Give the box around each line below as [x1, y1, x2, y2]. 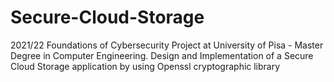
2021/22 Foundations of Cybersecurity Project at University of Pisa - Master [10, 39, 324, 51]
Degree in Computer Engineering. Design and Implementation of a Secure [10, 49, 314, 61]
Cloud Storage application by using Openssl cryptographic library [10, 60, 281, 72]
